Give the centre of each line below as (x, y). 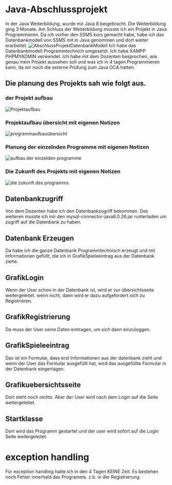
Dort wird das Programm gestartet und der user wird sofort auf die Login (82, 431)
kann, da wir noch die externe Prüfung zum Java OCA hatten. (70, 67)
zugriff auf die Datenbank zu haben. (43, 222)
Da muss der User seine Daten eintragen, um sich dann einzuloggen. (78, 329)
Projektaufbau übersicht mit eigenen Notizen (63, 123)
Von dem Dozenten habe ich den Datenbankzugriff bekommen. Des (77, 211)
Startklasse (24, 419)
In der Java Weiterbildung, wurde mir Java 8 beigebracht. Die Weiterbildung (85, 24)
